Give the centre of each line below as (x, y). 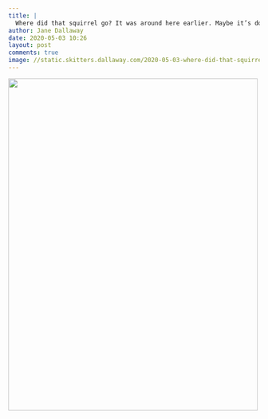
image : (19, 61)
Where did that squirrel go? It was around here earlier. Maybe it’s (133, 23)
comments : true (33, 53)
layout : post (30, 45)
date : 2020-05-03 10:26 (48, 38)
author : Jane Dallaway (46, 30)
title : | (23, 16)
